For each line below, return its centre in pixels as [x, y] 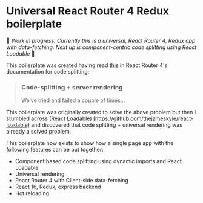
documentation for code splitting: [48, 71]
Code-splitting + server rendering [72, 87]
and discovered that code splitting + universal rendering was [107, 125]
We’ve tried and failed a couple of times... [73, 100]
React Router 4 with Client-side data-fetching [72, 181]
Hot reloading [32, 193]
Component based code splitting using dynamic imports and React [98, 161]
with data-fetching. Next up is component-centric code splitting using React [101, 47]
